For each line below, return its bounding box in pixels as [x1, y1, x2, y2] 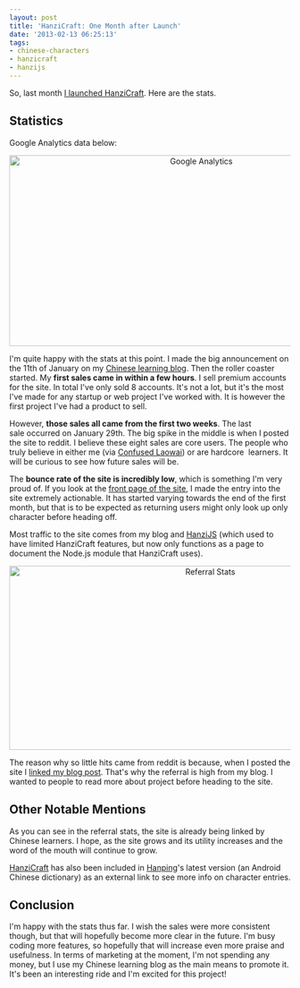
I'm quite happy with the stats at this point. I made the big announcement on [9, 353, 289, 363]
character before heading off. [9, 511, 118, 522]
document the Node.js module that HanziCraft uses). [9, 548, 204, 558]
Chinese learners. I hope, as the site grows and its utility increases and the [9, 835, 283, 846]
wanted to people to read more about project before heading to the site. [9, 776, 274, 787]
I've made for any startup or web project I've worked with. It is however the [9, 391, 286, 402]
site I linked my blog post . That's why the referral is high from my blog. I [9, 766, 273, 777]
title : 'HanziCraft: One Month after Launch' [9, 21, 181, 30]
